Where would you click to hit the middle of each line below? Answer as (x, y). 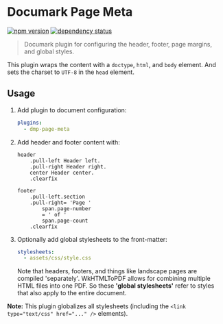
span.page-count (65, 221)
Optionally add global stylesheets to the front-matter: (92, 239)
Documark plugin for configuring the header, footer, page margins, (118, 44)
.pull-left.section (58, 197)
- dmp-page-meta (47, 129)
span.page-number (67, 209)
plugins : (30, 123)
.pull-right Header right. (68, 166)
